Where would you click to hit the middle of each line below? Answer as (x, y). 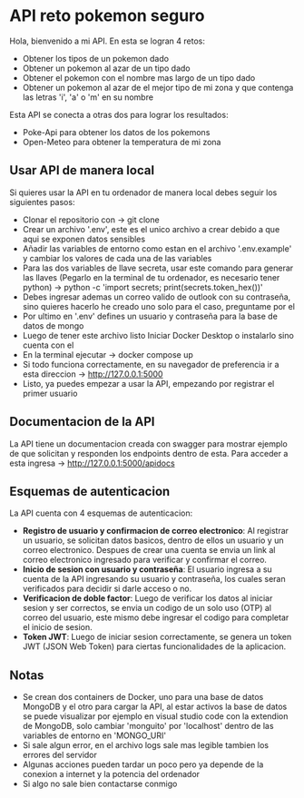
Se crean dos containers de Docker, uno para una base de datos (143, 697)
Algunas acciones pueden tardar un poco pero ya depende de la (143, 764)
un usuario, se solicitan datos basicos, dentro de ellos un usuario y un (153, 540)
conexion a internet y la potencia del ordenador (111, 774)
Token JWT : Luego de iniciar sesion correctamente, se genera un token (157, 637)
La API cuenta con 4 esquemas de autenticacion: (101, 513)
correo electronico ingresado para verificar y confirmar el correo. (145, 560)
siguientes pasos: (42, 202)
